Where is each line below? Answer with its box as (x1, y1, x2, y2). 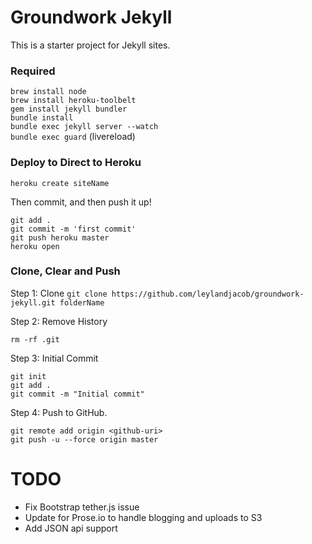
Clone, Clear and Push (10, 264, 121, 278)
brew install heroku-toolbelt (10, 96, 137, 106)
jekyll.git (10, 297, 56, 308)
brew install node (10, 87, 87, 97)
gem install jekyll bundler (10, 104, 128, 115)
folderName (59, 297, 105, 308)
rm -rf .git (10, 334, 60, 345)
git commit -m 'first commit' (10, 224, 137, 234)
